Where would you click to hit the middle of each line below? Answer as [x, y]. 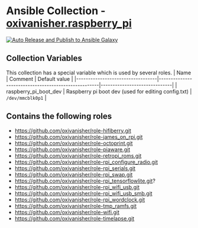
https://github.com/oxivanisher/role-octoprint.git [74, 143]
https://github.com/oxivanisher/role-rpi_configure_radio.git [86, 162]
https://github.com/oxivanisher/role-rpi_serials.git [75, 168]
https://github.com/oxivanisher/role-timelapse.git [74, 218]
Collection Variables [44, 58]
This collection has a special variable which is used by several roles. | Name [99, 73]
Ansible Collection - [56, 11]
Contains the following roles [59, 116]
